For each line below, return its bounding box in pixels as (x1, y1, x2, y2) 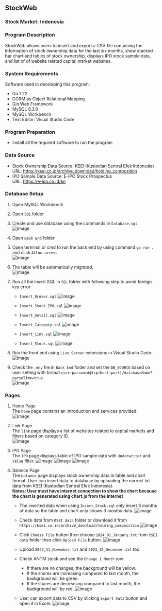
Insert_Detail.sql (19, 313, 57, 318)
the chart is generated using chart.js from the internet (12, 493, 124, 499)
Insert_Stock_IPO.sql (19, 303, 63, 308)
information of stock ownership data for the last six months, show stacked (5, 48, 153, 53)
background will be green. (26, 576, 79, 581)
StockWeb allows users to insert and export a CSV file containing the (5, 42, 143, 48)
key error (12, 284, 31, 290)
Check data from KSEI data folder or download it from (19, 517, 127, 523)
